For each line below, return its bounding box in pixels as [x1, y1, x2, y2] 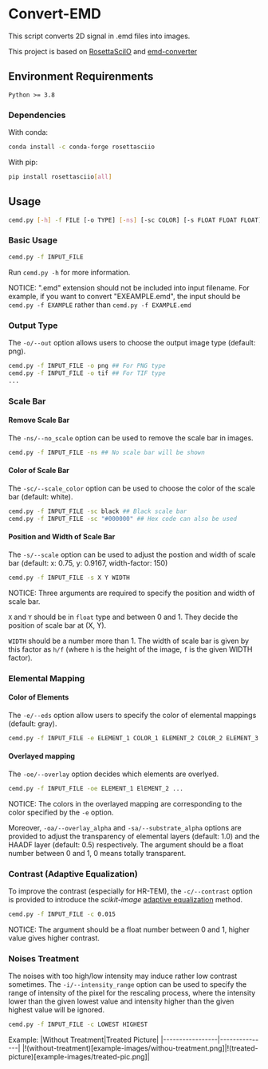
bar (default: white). [8, 491, 73, 501]
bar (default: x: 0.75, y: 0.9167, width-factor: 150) [8, 558, 168, 567]
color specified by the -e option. [8, 807, 114, 817]
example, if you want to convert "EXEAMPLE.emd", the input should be [8, 291, 241, 301]
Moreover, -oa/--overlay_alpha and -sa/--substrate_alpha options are [8, 822, 242, 832]
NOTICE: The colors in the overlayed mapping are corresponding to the [8, 799, 242, 808]
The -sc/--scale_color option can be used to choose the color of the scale [8, 483, 255, 493]
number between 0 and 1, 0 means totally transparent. [8, 848, 186, 858]
